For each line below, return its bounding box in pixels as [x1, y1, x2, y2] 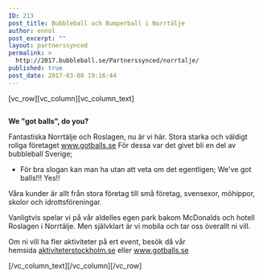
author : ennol [8, 27, 56, 35]
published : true [8, 64, 63, 72]
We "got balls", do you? [8, 116, 89, 125]
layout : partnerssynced [8, 42, 88, 50]
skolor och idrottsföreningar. [8, 197, 102, 206]
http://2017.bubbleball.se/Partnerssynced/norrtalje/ [15, 57, 199, 65]
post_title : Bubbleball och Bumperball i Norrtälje [8, 19, 185, 27]
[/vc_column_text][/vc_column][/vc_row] [8, 260, 142, 270]
